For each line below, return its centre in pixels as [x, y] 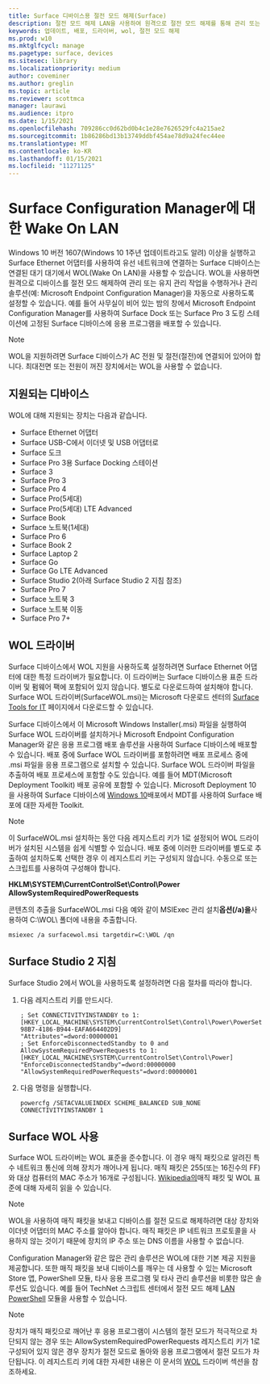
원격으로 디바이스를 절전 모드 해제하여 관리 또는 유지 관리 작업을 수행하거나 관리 [133, 283]
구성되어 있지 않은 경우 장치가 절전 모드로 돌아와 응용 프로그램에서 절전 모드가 [130, 1352]
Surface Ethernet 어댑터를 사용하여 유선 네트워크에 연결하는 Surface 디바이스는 [135, 263]
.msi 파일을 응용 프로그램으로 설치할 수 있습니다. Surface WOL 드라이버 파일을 [132, 764]
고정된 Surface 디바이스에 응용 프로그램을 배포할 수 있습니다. [125, 323]
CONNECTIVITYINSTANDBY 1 [62, 1110]
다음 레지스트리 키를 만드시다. [66, 999]
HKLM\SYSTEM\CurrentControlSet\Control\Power [94, 884]
